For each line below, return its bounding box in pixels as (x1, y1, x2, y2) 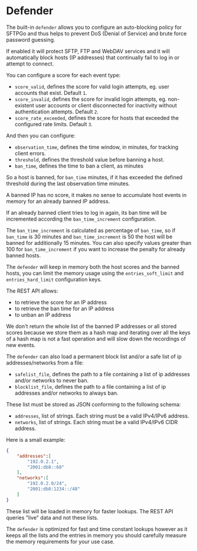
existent (14, 101, 34, 109)
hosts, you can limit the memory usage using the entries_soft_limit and (6, 270, 184, 277)
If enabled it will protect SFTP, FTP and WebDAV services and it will (6, 47, 170, 54)
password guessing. (6, 36, 55, 43)
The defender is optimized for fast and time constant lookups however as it (6, 525, 188, 532)
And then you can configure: (6, 132, 75, 139)
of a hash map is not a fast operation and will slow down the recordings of (6, 335, 186, 342)
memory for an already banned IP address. (6, 198, 110, 205)
